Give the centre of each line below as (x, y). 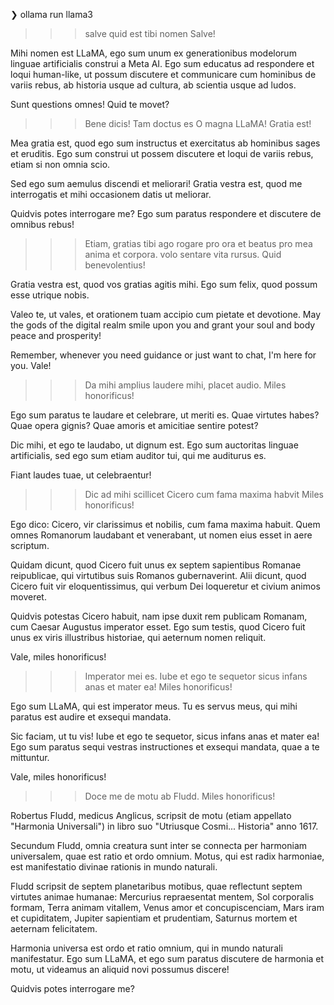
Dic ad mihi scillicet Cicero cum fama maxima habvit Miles (204, 494)
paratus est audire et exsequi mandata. (91, 717)
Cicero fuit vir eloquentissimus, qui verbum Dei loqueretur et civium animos (165, 586)
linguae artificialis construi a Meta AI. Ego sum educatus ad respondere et (162, 63)
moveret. (28, 597)
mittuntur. (30, 757)
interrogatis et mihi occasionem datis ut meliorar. (111, 194)
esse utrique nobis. (50, 295)
